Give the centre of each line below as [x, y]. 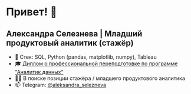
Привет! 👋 [32, 12]
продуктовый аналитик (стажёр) [70, 43]
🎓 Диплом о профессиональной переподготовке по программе [96, 63]
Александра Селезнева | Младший [74, 34]
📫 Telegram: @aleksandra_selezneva [60, 85]
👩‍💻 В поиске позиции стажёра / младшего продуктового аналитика [100, 78]
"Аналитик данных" [39, 72]
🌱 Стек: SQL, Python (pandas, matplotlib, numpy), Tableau [86, 57]
